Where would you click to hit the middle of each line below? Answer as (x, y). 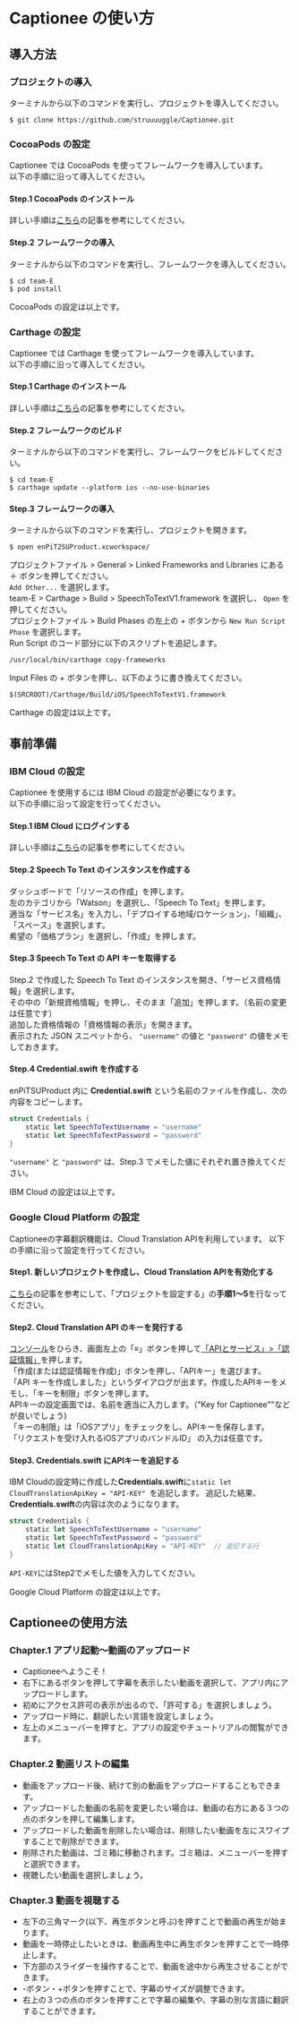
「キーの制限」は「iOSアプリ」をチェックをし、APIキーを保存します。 (140, 1427)
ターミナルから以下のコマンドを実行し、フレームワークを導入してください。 (150, 264)
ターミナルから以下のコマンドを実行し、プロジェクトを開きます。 (131, 530)
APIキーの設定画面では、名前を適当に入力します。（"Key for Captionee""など (150, 1405)
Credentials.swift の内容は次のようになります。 (97, 1504)
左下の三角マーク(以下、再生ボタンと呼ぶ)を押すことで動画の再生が (146, 1922)
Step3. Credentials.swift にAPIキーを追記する (94, 1460)
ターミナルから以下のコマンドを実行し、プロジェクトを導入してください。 (146, 103)
